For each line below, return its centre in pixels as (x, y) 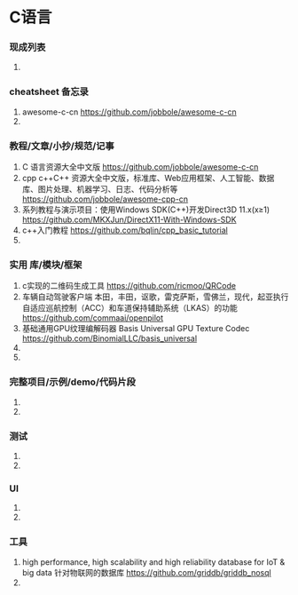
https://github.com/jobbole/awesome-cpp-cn (105, 199)
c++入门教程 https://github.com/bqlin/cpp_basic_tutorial (125, 230)
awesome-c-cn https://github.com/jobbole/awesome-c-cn (129, 112)
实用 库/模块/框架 (46, 265)
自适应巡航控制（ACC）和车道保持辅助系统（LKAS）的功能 (129, 308)
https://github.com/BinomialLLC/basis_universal (110, 338)
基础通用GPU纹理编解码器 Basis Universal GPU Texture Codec (136, 329)
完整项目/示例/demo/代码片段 (72, 382)
